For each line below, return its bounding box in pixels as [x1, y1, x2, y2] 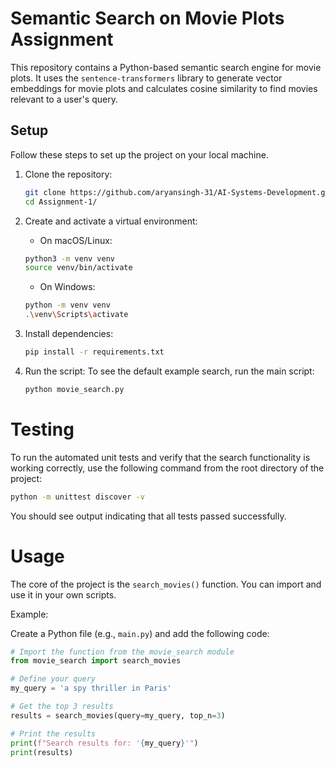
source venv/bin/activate [24, 263, 133, 273]
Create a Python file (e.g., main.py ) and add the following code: [10, 627, 270, 639]
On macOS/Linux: [39, 234, 113, 246]
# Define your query [10, 674, 97, 684]
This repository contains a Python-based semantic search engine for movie [10, 61, 322, 73]
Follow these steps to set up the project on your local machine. [10, 148, 269, 161]
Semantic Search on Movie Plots [10, 7, 285, 30]
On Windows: [39, 281, 96, 293]
